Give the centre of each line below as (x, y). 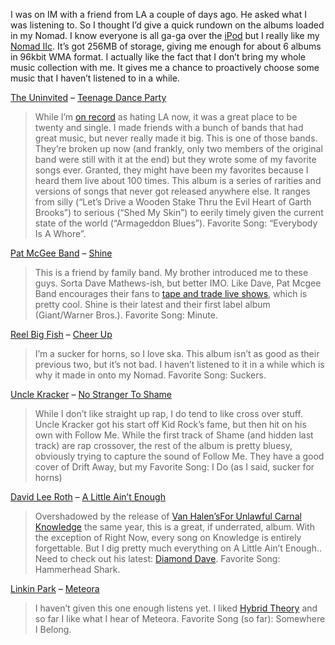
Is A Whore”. (60, 233)
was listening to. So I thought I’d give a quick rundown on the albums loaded (167, 25)
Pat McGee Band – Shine (61, 253)
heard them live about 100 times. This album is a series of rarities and (178, 180)
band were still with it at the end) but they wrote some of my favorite (175, 159)
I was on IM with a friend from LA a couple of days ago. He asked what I (158, 14)
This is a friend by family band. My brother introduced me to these (171, 272)
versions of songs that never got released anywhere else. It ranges (172, 191)
